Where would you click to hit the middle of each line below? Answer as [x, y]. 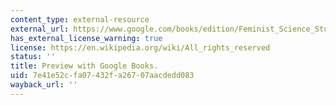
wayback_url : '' [44, 85]
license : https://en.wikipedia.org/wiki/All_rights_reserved [140, 47]
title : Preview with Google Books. [84, 66]
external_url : [40, 29]
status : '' [33, 57]
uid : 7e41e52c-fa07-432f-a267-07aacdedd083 [102, 76]
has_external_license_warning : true [86, 38]
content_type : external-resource [80, 19]
